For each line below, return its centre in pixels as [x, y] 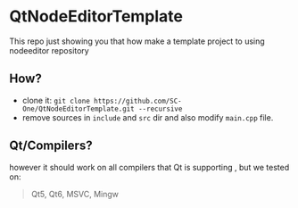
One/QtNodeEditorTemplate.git [79, 109]
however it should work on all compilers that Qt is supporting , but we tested [149, 167]
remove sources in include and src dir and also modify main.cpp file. [148, 117]
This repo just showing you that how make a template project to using [137, 41]
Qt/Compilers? [51, 146]
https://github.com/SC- [137, 101]
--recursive [160, 109]
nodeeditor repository [49, 50]
